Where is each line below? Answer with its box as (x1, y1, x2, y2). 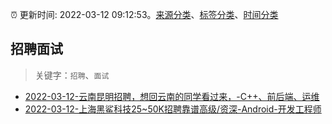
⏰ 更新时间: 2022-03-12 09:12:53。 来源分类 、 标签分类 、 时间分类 (10, 9, 279, 20)
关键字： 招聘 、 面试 (34, 69, 110, 81)
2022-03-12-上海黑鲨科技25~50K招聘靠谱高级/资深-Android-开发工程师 (24, 103, 322, 115)
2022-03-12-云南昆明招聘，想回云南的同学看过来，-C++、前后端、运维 (24, 90, 320, 102)
